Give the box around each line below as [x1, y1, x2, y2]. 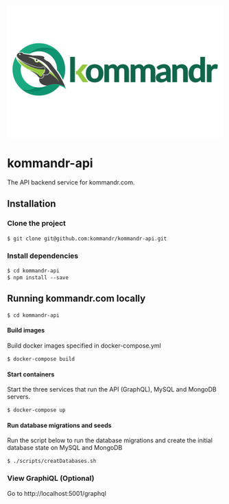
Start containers [7, 370, 55, 379]
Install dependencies [7, 251, 79, 261]
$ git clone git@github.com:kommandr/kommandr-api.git [7, 235, 167, 242]
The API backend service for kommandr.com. [7, 178, 135, 187]
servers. [7, 393, 31, 401]
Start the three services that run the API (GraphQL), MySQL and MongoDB [7, 385, 217, 394]
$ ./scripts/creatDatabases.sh [7, 458, 97, 465]
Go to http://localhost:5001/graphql [7, 489, 106, 497]
